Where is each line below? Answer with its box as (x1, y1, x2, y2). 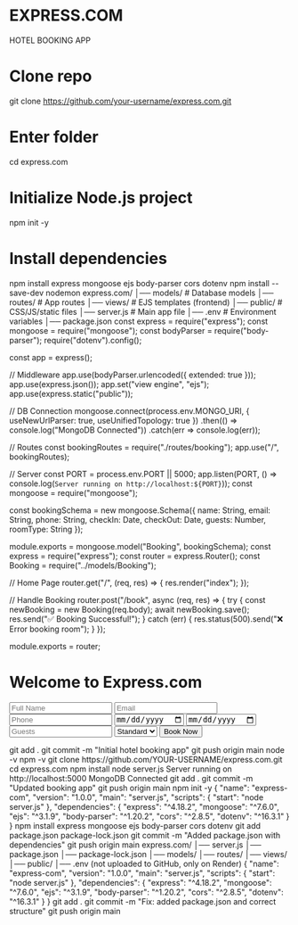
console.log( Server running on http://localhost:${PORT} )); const (9, 478, 254, 489)
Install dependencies (9, 248, 167, 268)
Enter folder (9, 127, 100, 147)
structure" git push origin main (9, 905, 121, 916)
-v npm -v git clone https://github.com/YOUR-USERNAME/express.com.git (9, 754, 283, 764)
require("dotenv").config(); (44, 334, 142, 345)
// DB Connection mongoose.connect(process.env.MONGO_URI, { (9, 405, 250, 416)
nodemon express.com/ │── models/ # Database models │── (45, 287, 274, 298)
